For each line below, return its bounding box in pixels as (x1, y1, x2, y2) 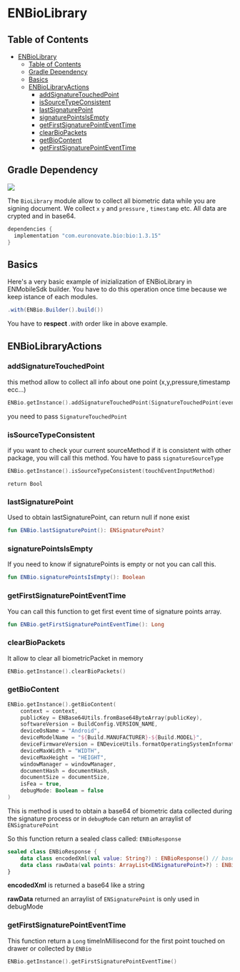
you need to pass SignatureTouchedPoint (7, 412, 127, 421)
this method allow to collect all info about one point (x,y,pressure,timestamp (7, 377, 231, 386)
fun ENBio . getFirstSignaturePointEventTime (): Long (7, 621, 164, 628)
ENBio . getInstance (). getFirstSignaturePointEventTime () (7, 958, 177, 965)
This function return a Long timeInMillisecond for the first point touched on (7, 936, 225, 945)
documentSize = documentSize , (20, 773, 111, 781)
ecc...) (7, 385, 26, 394)
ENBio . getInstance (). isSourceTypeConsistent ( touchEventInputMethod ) (7, 467, 216, 474)
